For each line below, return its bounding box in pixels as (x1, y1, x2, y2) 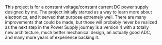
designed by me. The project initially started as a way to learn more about (5, 9, 152, 15)
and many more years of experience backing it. (5, 34, 99, 40)
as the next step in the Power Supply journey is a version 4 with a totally (5, 24, 149, 30)
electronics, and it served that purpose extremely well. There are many (5, 14, 146, 20)
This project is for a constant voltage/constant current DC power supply (5, 4, 149, 10)
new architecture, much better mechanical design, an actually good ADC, (5, 30, 151, 35)
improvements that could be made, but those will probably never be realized (5, 19, 158, 25)
